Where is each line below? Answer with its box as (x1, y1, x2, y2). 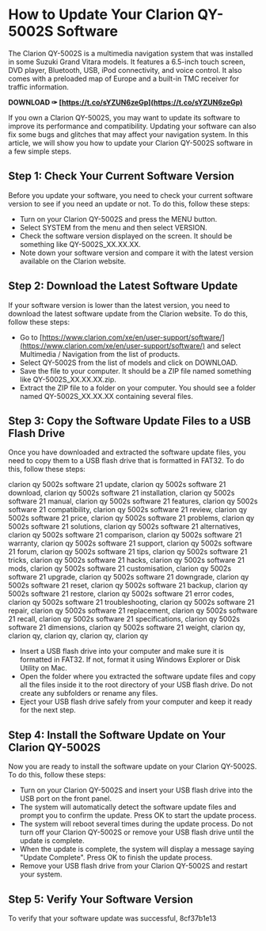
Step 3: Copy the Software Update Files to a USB (8, 414, 251, 427)
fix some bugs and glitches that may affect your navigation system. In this (8, 129, 249, 139)
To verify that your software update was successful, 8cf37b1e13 (8, 914, 217, 923)
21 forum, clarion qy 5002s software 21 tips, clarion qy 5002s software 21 (8, 547, 248, 557)
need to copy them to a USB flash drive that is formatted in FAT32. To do (8, 456, 245, 465)
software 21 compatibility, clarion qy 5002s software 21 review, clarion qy (8, 505, 248, 515)
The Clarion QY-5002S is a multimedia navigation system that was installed (8, 48, 253, 58)
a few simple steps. (8, 146, 71, 156)
